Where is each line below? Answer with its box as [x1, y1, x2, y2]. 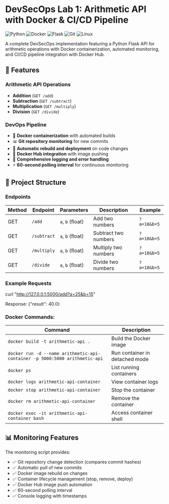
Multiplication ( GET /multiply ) [12, 103, 76, 109]
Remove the [111, 395, 140, 402]
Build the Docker [111, 335, 151, 342]
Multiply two [93, 244, 122, 251]
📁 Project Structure [5, 178, 66, 187]
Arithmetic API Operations [5, 81, 71, 88]
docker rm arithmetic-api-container [8, 399, 96, 404]
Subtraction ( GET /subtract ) [12, 98, 72, 104]
